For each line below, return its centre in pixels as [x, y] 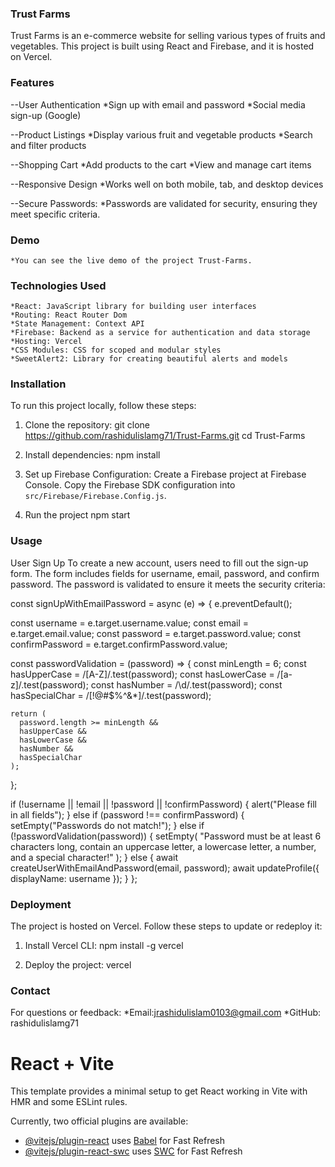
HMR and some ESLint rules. [69, 1102]
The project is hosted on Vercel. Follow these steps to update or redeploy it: [166, 926]
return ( [28, 713]
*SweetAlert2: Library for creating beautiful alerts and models [149, 359]
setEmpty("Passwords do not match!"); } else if [107, 825]
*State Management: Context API [77, 324]
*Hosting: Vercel [46, 342]
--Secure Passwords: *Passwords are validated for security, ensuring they [164, 203]
